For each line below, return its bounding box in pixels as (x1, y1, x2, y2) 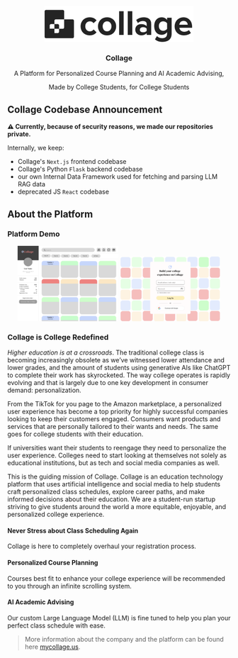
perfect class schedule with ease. (7, 621, 106, 630)
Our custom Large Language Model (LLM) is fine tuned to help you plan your (7, 613, 231, 622)
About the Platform (7, 208, 93, 220)
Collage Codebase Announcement (7, 104, 163, 116)
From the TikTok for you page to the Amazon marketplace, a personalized (7, 400, 222, 408)
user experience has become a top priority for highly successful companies (7, 407, 228, 416)
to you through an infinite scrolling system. (7, 581, 132, 590)
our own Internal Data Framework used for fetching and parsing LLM (17, 172, 218, 181)
